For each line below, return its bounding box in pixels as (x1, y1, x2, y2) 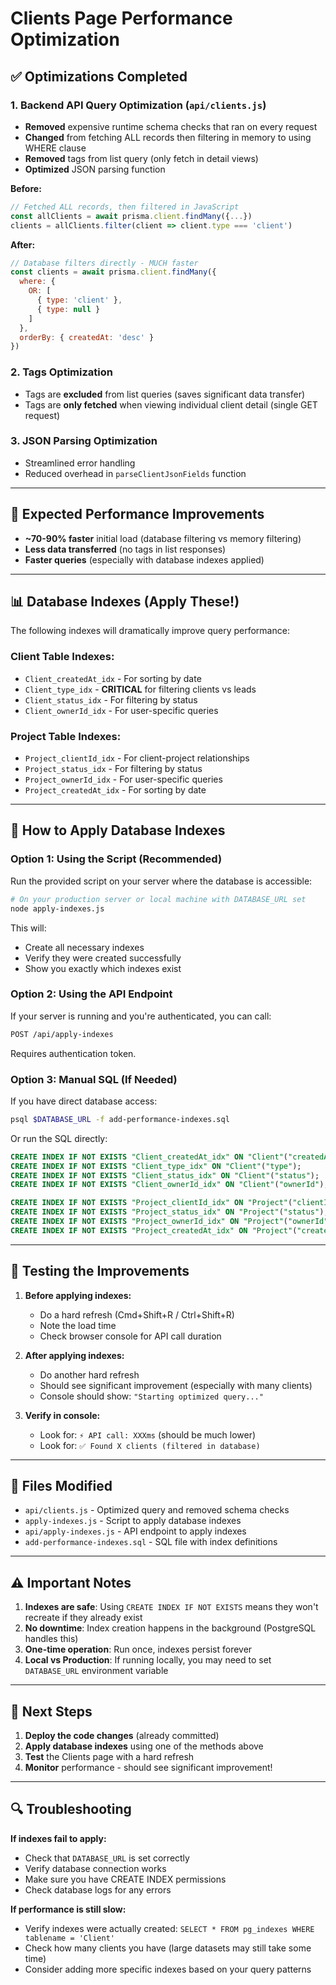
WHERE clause (24, 142, 87, 154)
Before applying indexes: (24, 1289, 132, 1301)
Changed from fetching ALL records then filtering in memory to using (24, 131, 312, 143)
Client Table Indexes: (10, 650, 115, 664)
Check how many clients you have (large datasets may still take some (24, 1942, 312, 1954)
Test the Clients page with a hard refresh (24, 1751, 195, 1763)
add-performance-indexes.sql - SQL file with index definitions (24, 1536, 278, 1548)
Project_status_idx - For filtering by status (24, 763, 203, 775)
